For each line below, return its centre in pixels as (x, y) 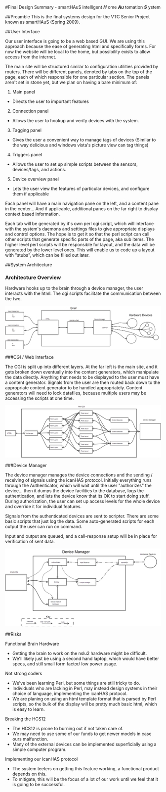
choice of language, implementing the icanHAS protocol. (70, 694)
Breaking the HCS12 (25, 719)
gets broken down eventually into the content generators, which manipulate (82, 372)
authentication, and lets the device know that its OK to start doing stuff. (77, 496)
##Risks (13, 634)
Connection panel (30, 111)
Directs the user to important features (50, 101)
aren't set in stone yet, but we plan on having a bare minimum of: (71, 82)
